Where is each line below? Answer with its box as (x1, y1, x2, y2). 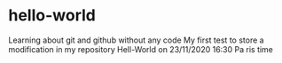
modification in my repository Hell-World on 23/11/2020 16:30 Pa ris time (8, 43, 274, 54)
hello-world (8, 5, 97, 26)
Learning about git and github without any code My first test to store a (8, 35, 264, 45)
